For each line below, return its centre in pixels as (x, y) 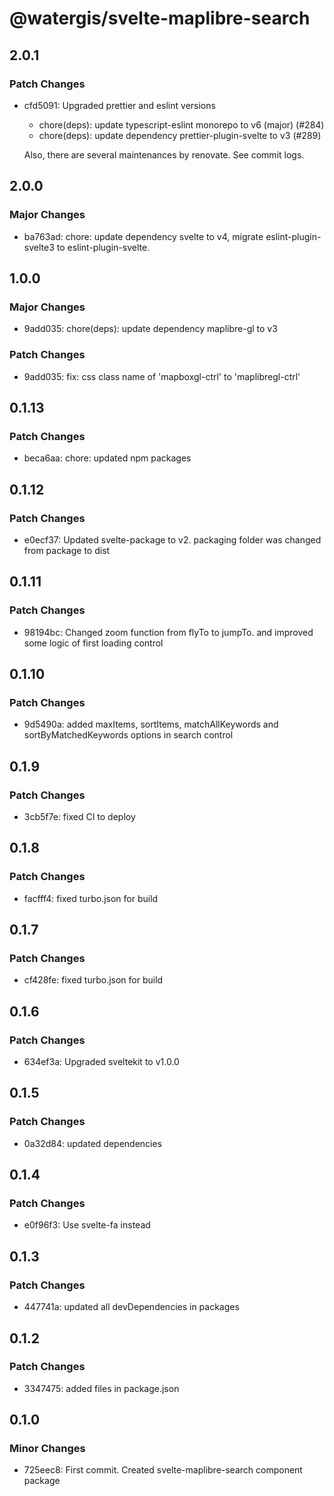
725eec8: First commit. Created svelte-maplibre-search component (163, 1470)
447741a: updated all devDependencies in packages (131, 1307)
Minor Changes (47, 1449)
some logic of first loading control (93, 643)
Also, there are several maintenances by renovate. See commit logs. (164, 154)
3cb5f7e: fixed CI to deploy (79, 816)
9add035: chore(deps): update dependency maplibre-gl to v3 (150, 329)
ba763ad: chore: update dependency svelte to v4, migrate (143, 236)
